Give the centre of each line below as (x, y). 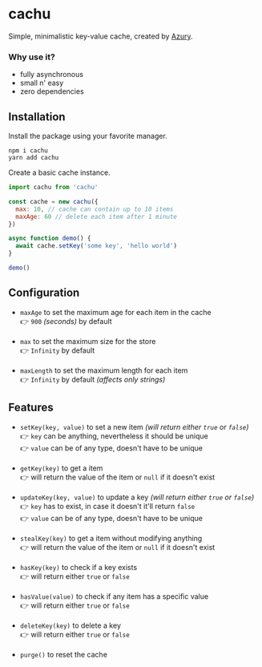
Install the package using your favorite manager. (88, 136)
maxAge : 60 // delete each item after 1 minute (97, 216)
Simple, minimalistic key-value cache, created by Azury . (101, 36)
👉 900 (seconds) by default (66, 321)
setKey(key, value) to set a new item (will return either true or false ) (135, 426)
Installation (37, 117)
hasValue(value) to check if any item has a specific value (114, 596)
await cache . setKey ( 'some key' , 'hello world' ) (97, 246)
